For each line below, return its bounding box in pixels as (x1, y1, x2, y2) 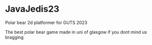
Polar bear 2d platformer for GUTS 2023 (5, 20, 88, 25)
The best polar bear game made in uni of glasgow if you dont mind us (5, 29, 147, 35)
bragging (5, 34, 24, 40)
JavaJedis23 (5, 3, 59, 15)
